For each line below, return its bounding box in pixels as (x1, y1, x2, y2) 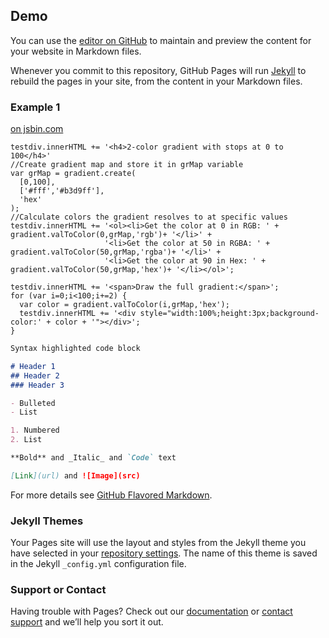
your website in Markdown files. (10, 45, 142, 57)
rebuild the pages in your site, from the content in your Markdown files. (10, 75, 303, 87)
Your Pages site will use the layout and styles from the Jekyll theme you (10, 537, 307, 549)
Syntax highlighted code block (10, 344, 141, 354)
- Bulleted (10, 398, 56, 408)
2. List (10, 435, 43, 445)
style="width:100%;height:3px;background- (139, 309, 320, 319)
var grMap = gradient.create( (10, 169, 137, 179)
